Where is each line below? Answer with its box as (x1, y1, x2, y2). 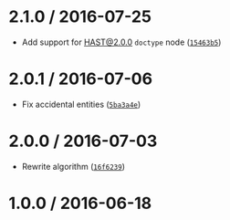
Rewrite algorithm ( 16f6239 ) (21, 161, 125, 172)
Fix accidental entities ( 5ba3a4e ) (21, 99, 141, 110)
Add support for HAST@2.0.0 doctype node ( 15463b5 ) (21, 37, 222, 47)
